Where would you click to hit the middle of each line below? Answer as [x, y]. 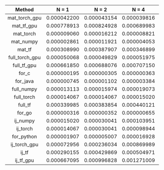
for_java [25, 81]
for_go [24, 113]
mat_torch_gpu [24, 18]
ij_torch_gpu [24, 144]
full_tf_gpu [24, 65]
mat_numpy [24, 42]
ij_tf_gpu [24, 160]
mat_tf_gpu [25, 26]
